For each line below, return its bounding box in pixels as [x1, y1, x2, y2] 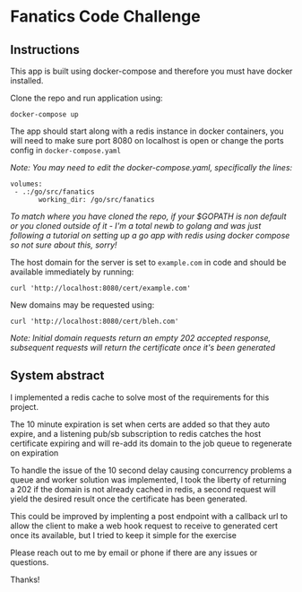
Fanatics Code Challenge [10, 6, 201, 27]
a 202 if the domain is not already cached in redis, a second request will [10, 483, 276, 494]
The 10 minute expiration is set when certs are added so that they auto [10, 419, 271, 430]
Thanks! [10, 574, 40, 585]
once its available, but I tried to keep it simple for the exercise [10, 529, 237, 540]
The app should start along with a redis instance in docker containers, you [10, 126, 285, 136]
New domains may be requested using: [10, 300, 155, 310]
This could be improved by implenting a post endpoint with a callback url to [10, 510, 289, 521]
